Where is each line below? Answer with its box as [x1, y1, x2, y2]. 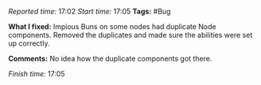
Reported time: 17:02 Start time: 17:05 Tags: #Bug [8, 7, 171, 16]
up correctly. [8, 39, 50, 48]
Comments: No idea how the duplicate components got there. [8, 54, 212, 63]
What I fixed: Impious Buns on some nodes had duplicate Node [8, 22, 216, 31]
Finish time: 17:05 [8, 69, 65, 78]
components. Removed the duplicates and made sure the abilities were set [8, 31, 253, 39]
